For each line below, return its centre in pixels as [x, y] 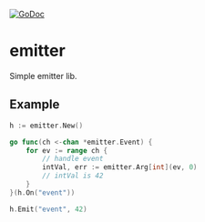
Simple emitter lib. [43, 76]
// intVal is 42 [73, 176]
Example [35, 105]
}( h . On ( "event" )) [42, 192]
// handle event [73, 159]
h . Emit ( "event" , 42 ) [49, 209]
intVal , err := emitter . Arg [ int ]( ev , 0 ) [120, 167]
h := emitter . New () [46, 126]
